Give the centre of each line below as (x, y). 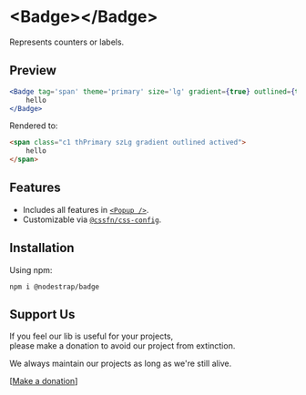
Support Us (42, 314)
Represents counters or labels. (67, 42)
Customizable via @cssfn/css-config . (92, 219)
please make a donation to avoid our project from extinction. (122, 346)
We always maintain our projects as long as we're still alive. (121, 364)
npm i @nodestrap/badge (55, 287)
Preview (33, 71)
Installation (42, 248)
